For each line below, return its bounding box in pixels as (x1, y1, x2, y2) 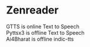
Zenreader (6, 4, 59, 17)
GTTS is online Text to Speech (6, 23, 79, 30)
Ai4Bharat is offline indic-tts (6, 35, 74, 42)
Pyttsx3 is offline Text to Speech (6, 29, 85, 36)
